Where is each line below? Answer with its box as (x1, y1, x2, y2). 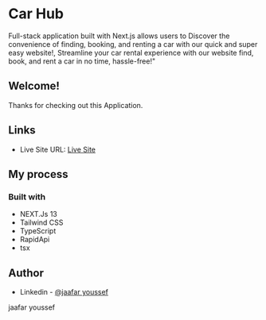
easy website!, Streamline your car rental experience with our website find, (8, 48, 254, 57)
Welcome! (8, 79, 60, 93)
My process (8, 168, 68, 181)
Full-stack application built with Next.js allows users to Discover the (8, 31, 230, 40)
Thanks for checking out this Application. (8, 100, 143, 110)
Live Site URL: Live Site (19, 145, 96, 154)
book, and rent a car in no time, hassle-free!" (8, 56, 156, 66)
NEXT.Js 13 (19, 210, 58, 219)
